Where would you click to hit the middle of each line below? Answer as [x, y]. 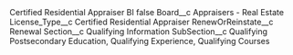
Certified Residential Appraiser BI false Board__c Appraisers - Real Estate [147, 12]
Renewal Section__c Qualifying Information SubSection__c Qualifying [138, 32]
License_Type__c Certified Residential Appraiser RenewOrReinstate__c [141, 22]
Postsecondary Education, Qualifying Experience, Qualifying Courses [140, 41]
